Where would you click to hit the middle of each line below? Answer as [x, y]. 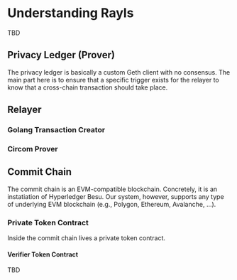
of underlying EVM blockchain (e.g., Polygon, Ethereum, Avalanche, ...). [112, 204]
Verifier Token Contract [43, 254]
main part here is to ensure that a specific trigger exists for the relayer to [114, 80]
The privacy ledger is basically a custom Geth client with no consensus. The [119, 72]
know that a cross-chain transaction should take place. [88, 87]
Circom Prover [33, 149]
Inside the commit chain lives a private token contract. [86, 238]
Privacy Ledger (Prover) [61, 55]
